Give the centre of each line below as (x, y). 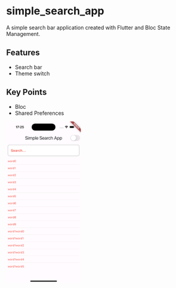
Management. (23, 33)
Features (23, 53)
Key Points (27, 92)
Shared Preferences (39, 113)
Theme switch (32, 73)
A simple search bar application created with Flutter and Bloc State (88, 27)
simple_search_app (55, 11)
